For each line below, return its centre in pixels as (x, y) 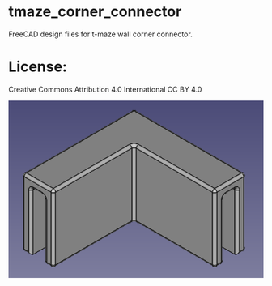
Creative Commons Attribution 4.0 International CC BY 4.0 (105, 89)
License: (38, 67)
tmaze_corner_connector (95, 12)
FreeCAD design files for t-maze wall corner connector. (100, 34)
